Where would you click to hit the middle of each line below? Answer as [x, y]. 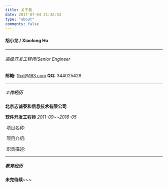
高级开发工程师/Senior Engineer [38, 59]
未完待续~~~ [18, 179]
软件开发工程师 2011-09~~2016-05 [41, 117]
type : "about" [20, 19]
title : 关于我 [19, 10]
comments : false [22, 24]
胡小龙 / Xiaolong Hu [27, 40]
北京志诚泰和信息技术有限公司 [36, 106]
